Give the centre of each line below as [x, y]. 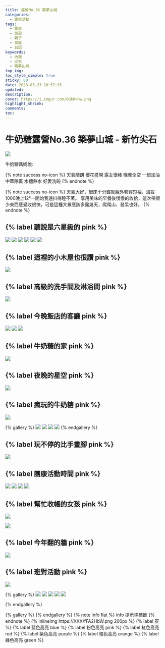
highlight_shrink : [24, 104]
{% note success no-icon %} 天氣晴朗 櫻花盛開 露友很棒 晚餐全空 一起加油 [82, 175]
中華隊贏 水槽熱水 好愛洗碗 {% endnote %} [50, 181]
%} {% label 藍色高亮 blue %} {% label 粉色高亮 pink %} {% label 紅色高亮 [82, 627]
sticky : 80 [17, 80]
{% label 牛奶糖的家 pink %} [50, 346]
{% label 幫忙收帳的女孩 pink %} [56, 504]
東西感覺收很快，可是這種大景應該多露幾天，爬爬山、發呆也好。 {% [79, 204]
